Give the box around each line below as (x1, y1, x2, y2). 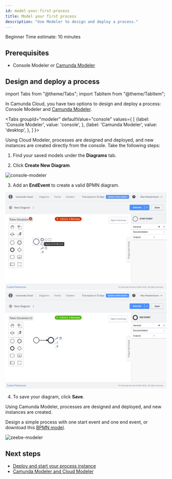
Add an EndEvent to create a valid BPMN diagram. (12, 182, 119, 188)
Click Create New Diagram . (12, 162, 71, 168)
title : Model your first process (5, 13, 77, 19)
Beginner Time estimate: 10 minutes (5, 34, 81, 40)
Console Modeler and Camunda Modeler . (5, 106, 92, 112)
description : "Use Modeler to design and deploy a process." (5, 19, 139, 24)
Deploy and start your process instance (12, 463, 96, 469)
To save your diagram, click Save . (12, 394, 84, 400)
